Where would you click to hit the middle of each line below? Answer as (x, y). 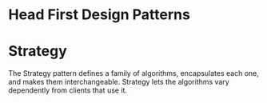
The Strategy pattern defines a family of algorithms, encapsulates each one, (134, 73)
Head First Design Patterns (99, 15)
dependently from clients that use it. (68, 90)
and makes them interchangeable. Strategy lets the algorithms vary (119, 82)
